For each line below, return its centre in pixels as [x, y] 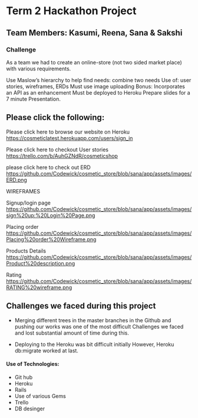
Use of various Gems [40, 396]
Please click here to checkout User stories [57, 150]
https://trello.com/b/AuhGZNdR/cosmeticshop [62, 155]
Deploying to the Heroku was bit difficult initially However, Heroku [94, 344]
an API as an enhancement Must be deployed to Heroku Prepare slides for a [98, 92]
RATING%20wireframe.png [39, 287]
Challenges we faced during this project [81, 306]
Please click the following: [55, 117]
